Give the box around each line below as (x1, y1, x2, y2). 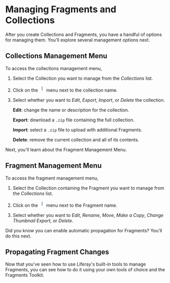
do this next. (5, 233, 32, 239)
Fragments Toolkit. (5, 272, 44, 278)
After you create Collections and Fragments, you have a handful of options (5, 31, 162, 37)
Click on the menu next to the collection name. (12, 87, 118, 93)
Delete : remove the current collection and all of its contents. (12, 137, 139, 143)
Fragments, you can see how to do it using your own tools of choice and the (5, 267, 165, 273)
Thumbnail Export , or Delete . (12, 217, 74, 224)
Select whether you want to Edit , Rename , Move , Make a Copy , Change (12, 212, 164, 218)
